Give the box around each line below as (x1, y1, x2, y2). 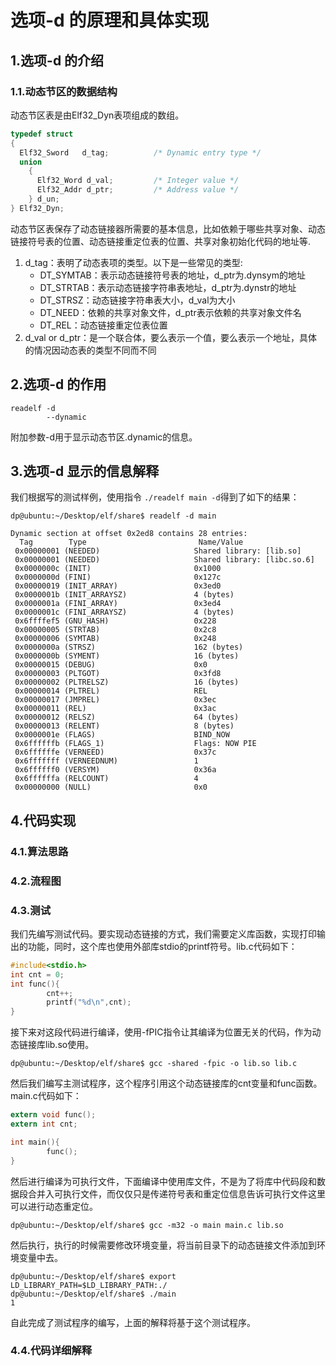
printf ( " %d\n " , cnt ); (46, 997, 132, 1008)
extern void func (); (10, 1110, 97, 1120)
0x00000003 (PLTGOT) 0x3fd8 (14, 669, 222, 679)
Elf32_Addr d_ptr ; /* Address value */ (36, 185, 240, 195)
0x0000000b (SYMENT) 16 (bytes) (14, 651, 240, 661)
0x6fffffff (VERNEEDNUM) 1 (14, 756, 199, 766)
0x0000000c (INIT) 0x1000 (14, 564, 222, 574)
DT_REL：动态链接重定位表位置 (39, 319, 168, 331)
